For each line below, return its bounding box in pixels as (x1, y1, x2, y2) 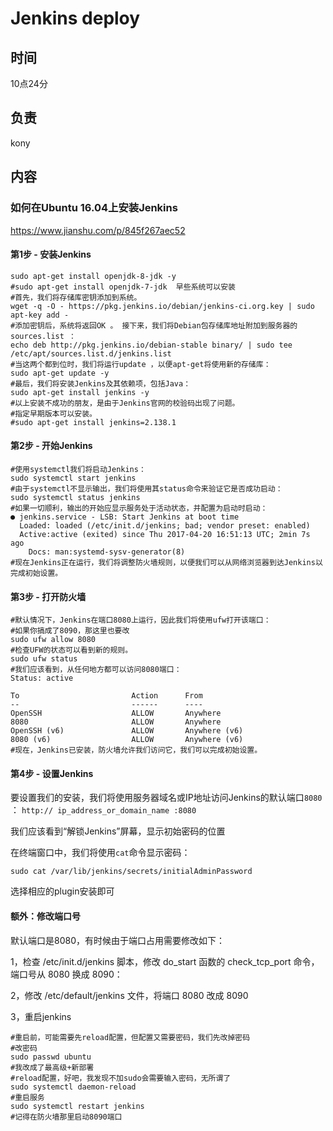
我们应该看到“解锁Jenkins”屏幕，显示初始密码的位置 (10, 825, 226, 837)
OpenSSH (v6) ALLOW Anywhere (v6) (10, 726, 244, 736)
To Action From (10, 691, 203, 701)
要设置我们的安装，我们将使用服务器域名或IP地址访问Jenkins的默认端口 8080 (10, 792, 323, 804)
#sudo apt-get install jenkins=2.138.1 (10, 417, 177, 427)
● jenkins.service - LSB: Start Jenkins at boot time (10, 512, 240, 522)
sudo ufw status (10, 654, 78, 664)
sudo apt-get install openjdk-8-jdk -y (10, 271, 177, 281)
